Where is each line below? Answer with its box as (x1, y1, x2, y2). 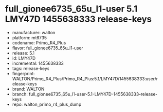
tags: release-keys (12, 65, 50, 71)
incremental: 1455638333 (12, 60, 64, 66)
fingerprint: (12, 70, 35, 76)
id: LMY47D (12, 55, 36, 61)
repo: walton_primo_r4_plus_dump (12, 101, 82, 107)
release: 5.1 (12, 50, 35, 56)
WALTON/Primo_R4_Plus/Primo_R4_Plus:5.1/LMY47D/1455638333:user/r (12, 76, 158, 82)
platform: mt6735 (12, 35, 47, 41)
